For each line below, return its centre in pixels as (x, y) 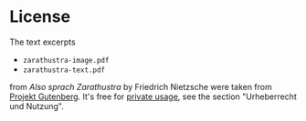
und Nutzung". (37, 106)
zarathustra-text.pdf (63, 70)
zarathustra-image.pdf (66, 60)
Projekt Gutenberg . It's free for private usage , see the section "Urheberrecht (153, 96)
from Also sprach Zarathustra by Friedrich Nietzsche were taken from (141, 86)
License (40, 17)
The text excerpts (42, 42)
